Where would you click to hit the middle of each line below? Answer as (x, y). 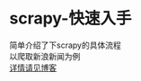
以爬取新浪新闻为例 (45, 56)
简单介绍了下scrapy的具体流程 (65, 45)
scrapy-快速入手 (70, 18)
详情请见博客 (33, 67)
